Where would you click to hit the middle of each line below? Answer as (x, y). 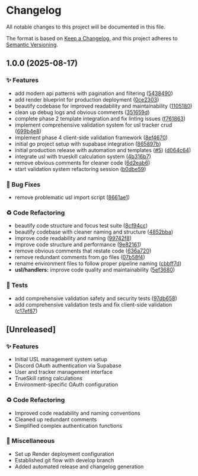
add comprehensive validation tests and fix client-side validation (93, 304)
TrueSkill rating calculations (49, 379)
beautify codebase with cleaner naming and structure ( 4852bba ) (94, 232)
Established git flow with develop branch (64, 460)
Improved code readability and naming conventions (77, 413)
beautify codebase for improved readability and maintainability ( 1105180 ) (103, 106)
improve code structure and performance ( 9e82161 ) (78, 245)
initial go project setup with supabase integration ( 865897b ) (88, 144)
